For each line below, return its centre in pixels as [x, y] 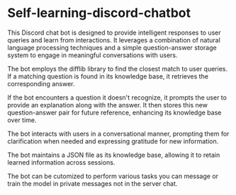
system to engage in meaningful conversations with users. [92, 55]
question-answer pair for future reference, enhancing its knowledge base [114, 112]
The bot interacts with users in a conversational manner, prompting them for [118, 134]
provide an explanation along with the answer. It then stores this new [107, 105]
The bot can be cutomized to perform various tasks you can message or [113, 176]
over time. [22, 120]
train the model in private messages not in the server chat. [92, 183]
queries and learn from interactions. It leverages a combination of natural [114, 40]
